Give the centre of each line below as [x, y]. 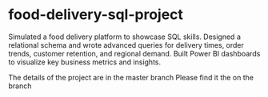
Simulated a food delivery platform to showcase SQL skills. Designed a [125, 37]
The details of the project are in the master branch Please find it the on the [131, 77]
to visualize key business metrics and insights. [85, 62]
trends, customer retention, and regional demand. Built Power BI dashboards [134, 53]
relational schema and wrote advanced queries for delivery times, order [126, 45]
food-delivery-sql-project [96, 15]
